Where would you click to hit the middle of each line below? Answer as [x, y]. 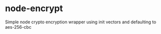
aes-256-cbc [18, 27]
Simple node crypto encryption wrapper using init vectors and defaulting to [81, 22]
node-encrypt [34, 8]
